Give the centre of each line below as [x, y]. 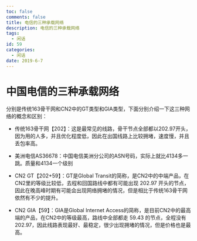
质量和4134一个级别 [49, 163]
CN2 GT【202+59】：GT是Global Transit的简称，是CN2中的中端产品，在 [102, 176]
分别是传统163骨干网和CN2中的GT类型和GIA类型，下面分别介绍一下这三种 [96, 109]
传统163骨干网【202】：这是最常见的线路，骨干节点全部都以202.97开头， [103, 129]
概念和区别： [32, 116]
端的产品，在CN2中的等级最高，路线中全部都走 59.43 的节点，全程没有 [100, 217]
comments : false [26, 17]
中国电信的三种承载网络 [63, 91]
